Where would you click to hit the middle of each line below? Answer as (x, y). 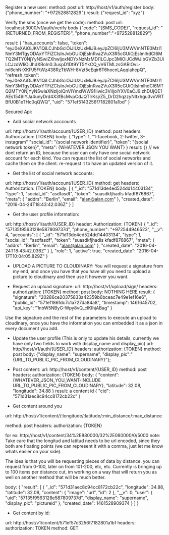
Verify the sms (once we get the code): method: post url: (64, 22)
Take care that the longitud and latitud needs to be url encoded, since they (83, 441)
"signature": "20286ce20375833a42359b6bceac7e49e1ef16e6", (80, 297)
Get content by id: (31, 513)
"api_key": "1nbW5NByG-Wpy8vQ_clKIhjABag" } (62, 308)
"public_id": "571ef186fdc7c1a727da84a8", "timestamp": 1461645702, (85, 303)
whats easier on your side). (34, 451)
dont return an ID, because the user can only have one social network (78, 153)
